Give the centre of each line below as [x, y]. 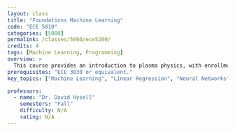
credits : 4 [23, 46]
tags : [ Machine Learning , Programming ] [65, 53]
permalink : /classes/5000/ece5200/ [59, 40]
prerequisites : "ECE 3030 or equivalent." [70, 72]
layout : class [28, 14]
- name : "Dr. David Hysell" [55, 98]
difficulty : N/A [44, 111]
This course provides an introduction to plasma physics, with [107, 65]
